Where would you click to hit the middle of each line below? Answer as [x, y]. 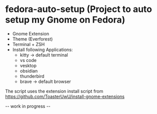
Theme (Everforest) [32, 39]
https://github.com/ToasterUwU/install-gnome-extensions [65, 96]
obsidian [29, 70]
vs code [28, 60]
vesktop [28, 65]
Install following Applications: [42, 49]
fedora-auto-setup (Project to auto [79, 9]
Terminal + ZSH [28, 44]
